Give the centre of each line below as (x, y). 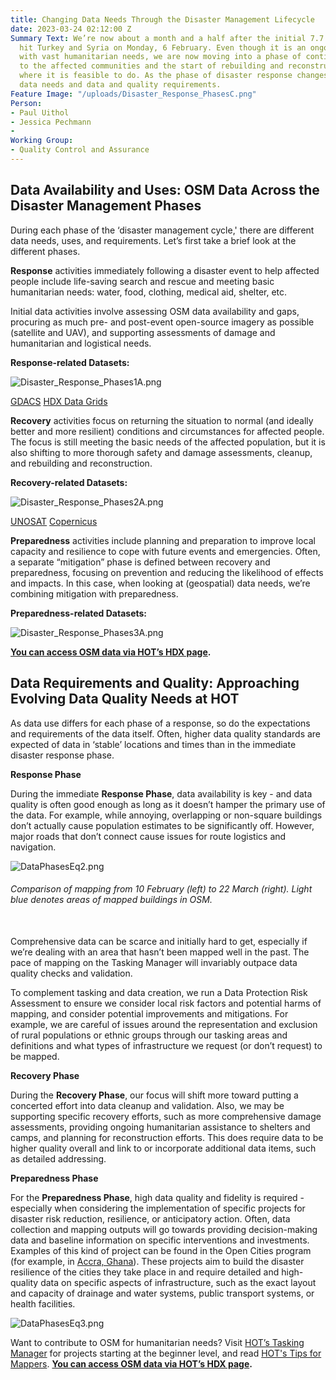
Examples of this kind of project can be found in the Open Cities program (161, 1250)
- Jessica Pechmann (51, 122)
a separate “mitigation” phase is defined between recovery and (140, 562)
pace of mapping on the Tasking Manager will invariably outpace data (154, 962)
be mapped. (35, 1056)
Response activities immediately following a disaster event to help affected (165, 270)
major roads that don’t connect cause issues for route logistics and (148, 836)
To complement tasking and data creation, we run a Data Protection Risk (159, 992)
